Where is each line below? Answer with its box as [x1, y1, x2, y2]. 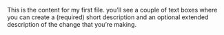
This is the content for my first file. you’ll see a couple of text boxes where [7, 6, 218, 14]
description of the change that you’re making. [7, 21, 136, 28]
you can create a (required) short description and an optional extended [7, 13, 209, 21]
